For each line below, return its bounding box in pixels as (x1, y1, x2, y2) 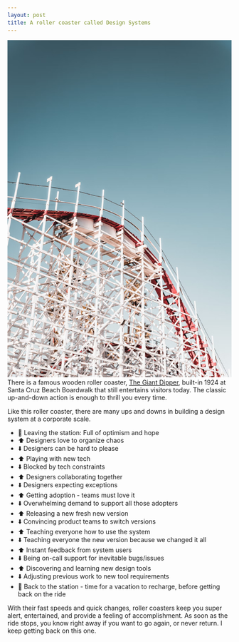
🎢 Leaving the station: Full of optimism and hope (17, 428, 159, 437)
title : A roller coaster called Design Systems (7, 19, 152, 26)
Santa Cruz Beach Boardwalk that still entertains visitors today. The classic (7, 385, 226, 394)
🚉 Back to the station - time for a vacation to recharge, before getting (17, 582, 221, 591)
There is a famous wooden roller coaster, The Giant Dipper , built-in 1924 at (7, 378, 226, 387)
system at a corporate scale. (7, 414, 91, 423)
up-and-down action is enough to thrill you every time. (7, 393, 167, 402)
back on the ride (17, 589, 66, 598)
